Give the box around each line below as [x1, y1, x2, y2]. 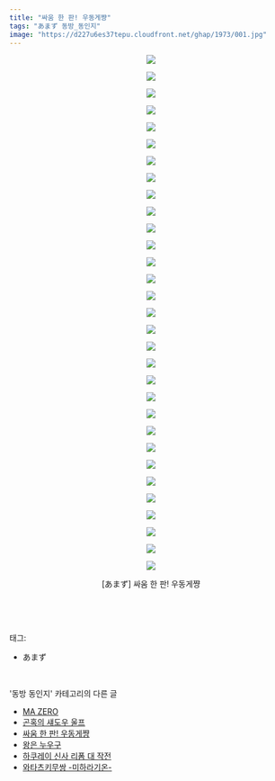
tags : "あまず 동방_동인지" [9, 22, 101, 31]
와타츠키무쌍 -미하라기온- [22, 762, 112, 773]
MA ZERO [22, 706, 58, 717]
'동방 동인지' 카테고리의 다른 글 [9, 688, 118, 699]
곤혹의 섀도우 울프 [22, 717, 85, 728]
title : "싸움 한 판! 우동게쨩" [9, 13, 111, 22]
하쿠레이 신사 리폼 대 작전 [22, 750, 112, 761]
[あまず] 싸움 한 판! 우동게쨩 [102, 579, 200, 589]
